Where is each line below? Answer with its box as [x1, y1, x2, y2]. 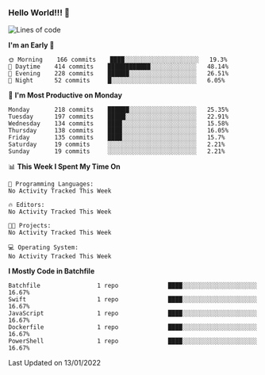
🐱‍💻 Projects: [8, 222, 52, 230]
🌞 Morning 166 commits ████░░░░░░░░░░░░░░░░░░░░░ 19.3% [8, 55, 228, 64]
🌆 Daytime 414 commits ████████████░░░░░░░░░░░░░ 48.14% [8, 63, 229, 71]
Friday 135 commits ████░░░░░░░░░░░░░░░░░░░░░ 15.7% [8, 134, 225, 142]
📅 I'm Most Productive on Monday [8, 90, 123, 100]
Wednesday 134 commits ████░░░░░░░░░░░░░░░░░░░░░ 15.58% [8, 120, 229, 128]
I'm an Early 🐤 [8, 40, 55, 50]
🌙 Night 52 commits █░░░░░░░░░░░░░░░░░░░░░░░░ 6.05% [8, 77, 225, 85]
